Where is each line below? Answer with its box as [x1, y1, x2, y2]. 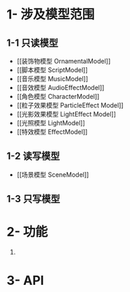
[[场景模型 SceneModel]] [16, 170, 89, 179]
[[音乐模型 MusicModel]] [16, 75, 89, 83]
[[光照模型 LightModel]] [16, 119, 86, 127]
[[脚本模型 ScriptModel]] [16, 66, 89, 74]
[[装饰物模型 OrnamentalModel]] [16, 57, 111, 65]
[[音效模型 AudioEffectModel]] [16, 83, 105, 92]
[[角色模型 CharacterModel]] [16, 93, 100, 100]
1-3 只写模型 [6, 193, 60, 205]
